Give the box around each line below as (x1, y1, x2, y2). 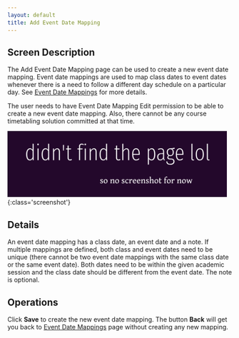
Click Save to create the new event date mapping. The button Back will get (7, 314, 228, 324)
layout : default (7, 11, 56, 19)
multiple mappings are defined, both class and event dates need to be (7, 245, 213, 254)
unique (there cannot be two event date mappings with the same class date (7, 253, 230, 262)
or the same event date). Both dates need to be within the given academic (7, 260, 225, 269)
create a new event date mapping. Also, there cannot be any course (7, 109, 207, 118)
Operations (7, 296, 59, 308)
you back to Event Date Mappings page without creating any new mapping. (7, 322, 228, 331)
